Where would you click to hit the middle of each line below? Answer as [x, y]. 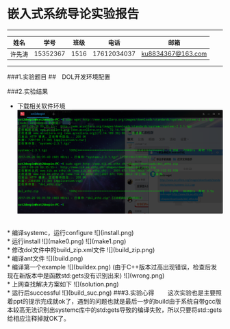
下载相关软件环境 [41, 106]
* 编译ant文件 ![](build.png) [45, 258]
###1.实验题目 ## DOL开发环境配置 [59, 77]
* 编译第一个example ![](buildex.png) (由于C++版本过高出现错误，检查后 [109, 267]
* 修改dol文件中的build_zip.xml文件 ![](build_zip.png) [81, 250]
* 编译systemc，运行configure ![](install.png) [71, 233]
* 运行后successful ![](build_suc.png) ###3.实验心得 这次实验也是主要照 [115, 293]
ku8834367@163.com [174, 54]
